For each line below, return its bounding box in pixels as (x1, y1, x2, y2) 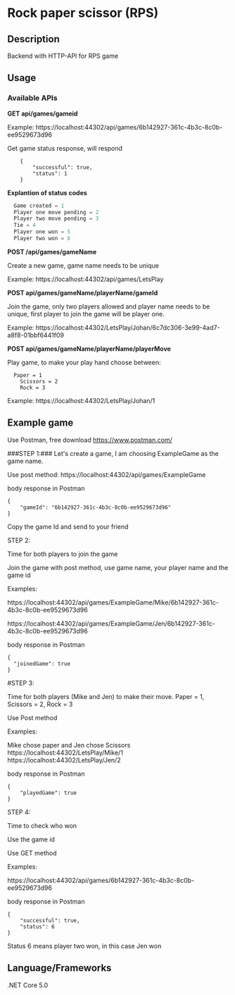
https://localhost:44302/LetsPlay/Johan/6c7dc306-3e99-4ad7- (35, 323, 220, 332)
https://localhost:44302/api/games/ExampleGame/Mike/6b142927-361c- (7, 598, 220, 607)
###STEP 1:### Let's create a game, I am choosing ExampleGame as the (7, 449, 220, 457)
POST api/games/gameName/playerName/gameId (7, 288, 158, 297)
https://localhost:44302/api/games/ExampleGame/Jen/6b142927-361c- (7, 619, 216, 628)
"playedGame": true (20, 789, 77, 796)
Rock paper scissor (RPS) (7, 5, 159, 21)
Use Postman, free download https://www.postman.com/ (7, 435, 172, 444)
